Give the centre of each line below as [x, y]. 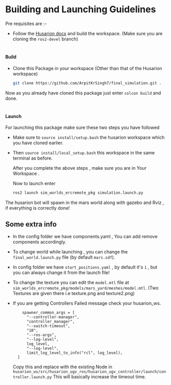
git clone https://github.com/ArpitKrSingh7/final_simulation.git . [87, 83]
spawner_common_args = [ [48, 313]
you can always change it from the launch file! [61, 273]
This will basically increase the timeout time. [100, 377]
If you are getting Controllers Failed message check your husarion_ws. [87, 303]
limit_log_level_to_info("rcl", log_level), [75, 353]
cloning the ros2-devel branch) [45, 39]
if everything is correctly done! [38, 208]
